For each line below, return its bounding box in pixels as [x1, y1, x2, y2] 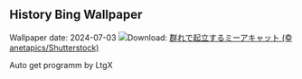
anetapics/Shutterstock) [9, 42, 99, 53]
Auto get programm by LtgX [9, 59, 113, 70]
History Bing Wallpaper [9, 7, 143, 22]
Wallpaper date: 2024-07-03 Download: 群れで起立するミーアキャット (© [9, 31, 292, 43]
